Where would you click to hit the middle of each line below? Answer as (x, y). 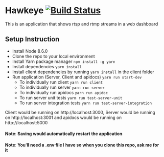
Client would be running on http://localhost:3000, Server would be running (80, 112)
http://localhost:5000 (26, 122)
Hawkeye (24, 10)
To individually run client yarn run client (61, 82)
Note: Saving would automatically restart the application (64, 134)
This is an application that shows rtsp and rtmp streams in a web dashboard (82, 24)
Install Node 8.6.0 (30, 51)
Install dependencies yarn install (47, 66)
